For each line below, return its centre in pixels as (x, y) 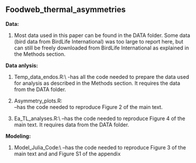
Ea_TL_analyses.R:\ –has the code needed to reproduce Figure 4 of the (99, 118)
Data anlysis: (22, 65)
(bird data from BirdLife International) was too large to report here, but (99, 41)
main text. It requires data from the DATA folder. (72, 124)
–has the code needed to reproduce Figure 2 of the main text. (88, 107)
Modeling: (18, 136)
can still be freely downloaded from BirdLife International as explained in (101, 48)
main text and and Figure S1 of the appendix (67, 154)
